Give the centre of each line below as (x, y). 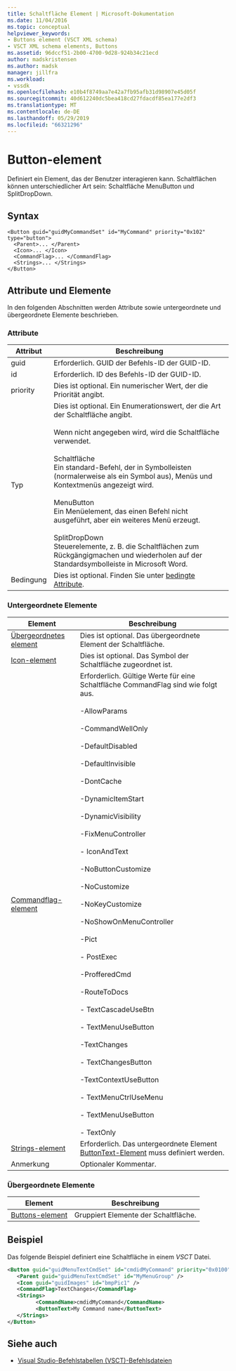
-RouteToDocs (104, 992)
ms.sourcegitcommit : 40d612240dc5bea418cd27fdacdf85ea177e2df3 (102, 99)
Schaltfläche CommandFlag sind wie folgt (149, 684)
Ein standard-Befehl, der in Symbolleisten (123, 468)
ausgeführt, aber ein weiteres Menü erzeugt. (127, 520)
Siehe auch (32, 1344)
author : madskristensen (42, 60)
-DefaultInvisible (107, 763)
